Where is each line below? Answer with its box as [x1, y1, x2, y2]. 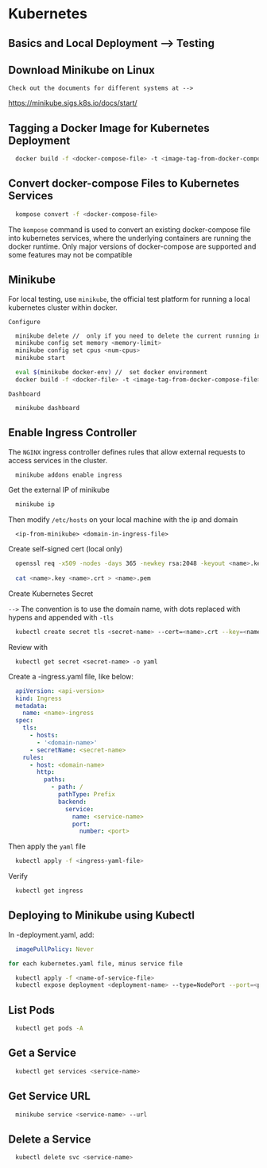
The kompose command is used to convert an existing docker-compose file [8, 224, 251, 234]
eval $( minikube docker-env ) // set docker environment [15, 369, 208, 377]
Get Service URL [8, 1089, 91, 1103]
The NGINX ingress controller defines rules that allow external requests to [8, 447, 246, 457]
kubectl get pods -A [15, 1024, 83, 1033]
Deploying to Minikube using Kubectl [8, 909, 195, 922]
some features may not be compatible [8, 249, 133, 259]
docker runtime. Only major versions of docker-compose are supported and [8, 242, 257, 251]
